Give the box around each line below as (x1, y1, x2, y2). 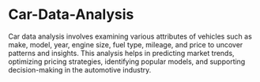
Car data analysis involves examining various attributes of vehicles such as (8, 32, 253, 41)
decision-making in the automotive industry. (8, 65, 152, 74)
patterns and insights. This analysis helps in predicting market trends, (8, 48, 235, 58)
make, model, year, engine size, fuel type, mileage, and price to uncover (8, 39, 243, 49)
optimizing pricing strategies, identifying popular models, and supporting (8, 57, 246, 66)
